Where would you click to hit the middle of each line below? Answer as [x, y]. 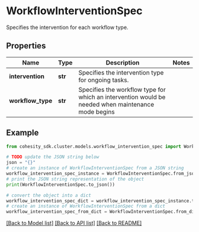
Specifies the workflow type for [122, 89]
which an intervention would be [122, 97]
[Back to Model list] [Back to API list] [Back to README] [74, 223]
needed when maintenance [116, 104]
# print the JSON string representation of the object [75, 179]
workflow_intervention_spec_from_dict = [57, 212]
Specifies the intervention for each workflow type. [67, 27]
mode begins [97, 112]
